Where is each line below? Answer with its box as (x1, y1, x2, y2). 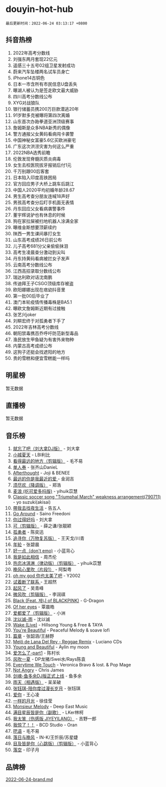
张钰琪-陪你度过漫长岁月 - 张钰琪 (12, 685, 81, 691)
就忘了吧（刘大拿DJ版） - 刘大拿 (12, 446, 80, 452)
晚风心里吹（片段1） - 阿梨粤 (12, 567, 72, 573)
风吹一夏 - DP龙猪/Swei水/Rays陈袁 (12, 656, 86, 662)
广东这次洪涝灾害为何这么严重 (12, 143, 74, 149)
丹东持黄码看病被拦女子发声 (12, 255, 70, 261)
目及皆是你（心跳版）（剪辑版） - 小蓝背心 (12, 741, 98, 747)
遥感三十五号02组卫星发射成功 (12, 62, 76, 68)
